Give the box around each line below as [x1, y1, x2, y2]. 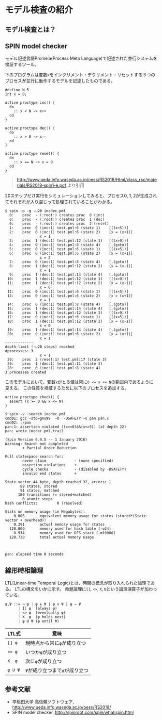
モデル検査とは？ [5, 25, 56, 33]
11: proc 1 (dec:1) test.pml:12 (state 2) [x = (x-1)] [7, 281, 133, 286]
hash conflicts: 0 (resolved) [5, 501, 83, 506]
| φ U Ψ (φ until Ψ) [17, 619, 59, 624]
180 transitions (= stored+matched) [17, 492, 92, 497]
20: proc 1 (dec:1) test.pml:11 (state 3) [7, 361, 103, 366]
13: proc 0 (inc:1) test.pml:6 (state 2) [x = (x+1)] [7, 294, 133, 298]
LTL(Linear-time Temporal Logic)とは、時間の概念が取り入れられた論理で [5, 580, 151, 586]
